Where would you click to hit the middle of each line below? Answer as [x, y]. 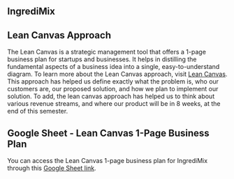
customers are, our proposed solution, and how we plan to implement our [113, 89]
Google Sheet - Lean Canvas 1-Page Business [108, 133]
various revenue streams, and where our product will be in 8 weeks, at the [114, 104]
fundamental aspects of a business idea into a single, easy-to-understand [114, 67]
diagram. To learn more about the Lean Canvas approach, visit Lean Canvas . [117, 74]
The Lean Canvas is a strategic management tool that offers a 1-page [107, 52]
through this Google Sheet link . [52, 168]
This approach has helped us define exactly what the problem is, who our [113, 81]
